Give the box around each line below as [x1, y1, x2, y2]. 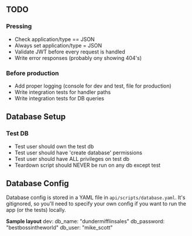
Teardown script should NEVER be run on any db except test [14, 161, 161, 168]
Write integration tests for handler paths [14, 88, 111, 96]
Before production [6, 69, 60, 77]
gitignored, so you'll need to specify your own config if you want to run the [6, 200, 186, 207]
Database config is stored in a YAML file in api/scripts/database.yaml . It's [6, 194, 186, 201]
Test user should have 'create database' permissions [14, 149, 142, 156]
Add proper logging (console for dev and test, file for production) [14, 82, 172, 89]
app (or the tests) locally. [6, 207, 66, 214]
